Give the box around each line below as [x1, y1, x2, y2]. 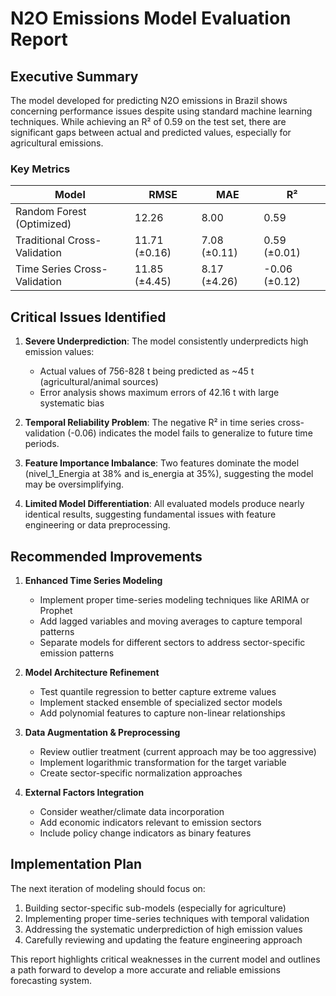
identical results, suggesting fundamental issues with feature [24, 508, 277, 521]
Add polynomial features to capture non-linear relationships [39, 707, 286, 719]
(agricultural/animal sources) [39, 376, 159, 388]
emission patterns [39, 647, 115, 659]
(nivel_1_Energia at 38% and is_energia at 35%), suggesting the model [24, 468, 314, 480]
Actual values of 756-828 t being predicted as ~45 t [39, 365, 255, 377]
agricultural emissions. [10, 137, 104, 149]
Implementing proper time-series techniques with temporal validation [24, 912, 310, 924]
